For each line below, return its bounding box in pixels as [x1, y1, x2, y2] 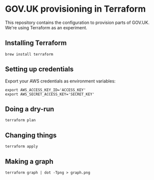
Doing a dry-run [5, 105, 55, 113]
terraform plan [5, 118, 36, 123]
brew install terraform [5, 52, 54, 57]
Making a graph [5, 157, 54, 165]
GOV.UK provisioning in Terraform [5, 3, 146, 15]
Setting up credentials [5, 65, 74, 74]
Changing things [5, 131, 57, 140]
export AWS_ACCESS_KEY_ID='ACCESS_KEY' [5, 87, 86, 92]
